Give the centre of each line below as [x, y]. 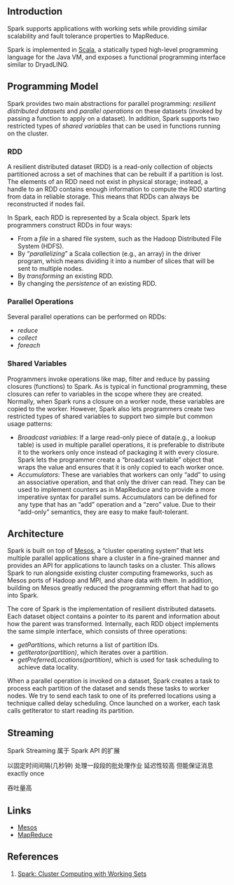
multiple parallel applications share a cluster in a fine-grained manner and [113, 558]
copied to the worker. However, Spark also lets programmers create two [111, 408]
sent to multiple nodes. [50, 268]
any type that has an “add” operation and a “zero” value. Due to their [116, 504]
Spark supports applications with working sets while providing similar [108, 28]
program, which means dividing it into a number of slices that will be [116, 261]
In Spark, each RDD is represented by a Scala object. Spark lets [99, 218]
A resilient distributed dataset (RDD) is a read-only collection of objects [110, 166]
